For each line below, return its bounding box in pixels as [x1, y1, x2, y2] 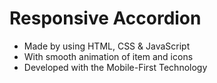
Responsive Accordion [9, 7, 202, 30]
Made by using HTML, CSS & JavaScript [23, 40, 191, 52]
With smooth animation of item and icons [23, 50, 194, 62]
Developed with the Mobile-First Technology [23, 61, 208, 73]
